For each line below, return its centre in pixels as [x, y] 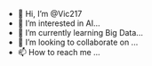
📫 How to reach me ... [59, 52]
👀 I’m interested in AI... [59, 23]
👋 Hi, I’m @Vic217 [50, 14]
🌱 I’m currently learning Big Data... [80, 33]
